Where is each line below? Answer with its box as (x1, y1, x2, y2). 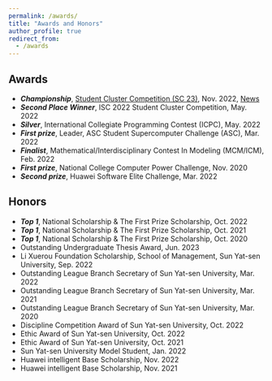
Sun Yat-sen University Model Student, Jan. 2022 (19, 346, 187, 356)
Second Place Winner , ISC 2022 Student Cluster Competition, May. (19, 102, 248, 112)
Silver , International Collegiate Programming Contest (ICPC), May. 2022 (19, 119, 261, 129)
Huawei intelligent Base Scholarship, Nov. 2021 (19, 363, 178, 373)
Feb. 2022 (19, 154, 55, 163)
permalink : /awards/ (8, 11, 79, 20)
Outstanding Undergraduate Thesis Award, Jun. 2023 (19, 242, 200, 252)
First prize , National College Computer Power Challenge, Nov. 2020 (19, 162, 248, 172)
